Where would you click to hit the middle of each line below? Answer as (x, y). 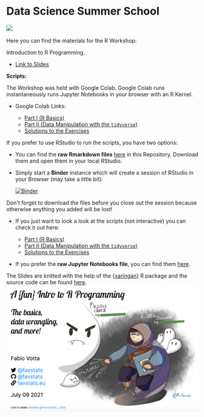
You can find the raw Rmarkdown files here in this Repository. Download (107, 154)
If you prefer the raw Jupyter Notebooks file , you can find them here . (103, 264)
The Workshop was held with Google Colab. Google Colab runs (86, 88)
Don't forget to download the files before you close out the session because (102, 203)
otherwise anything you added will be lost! (59, 209)
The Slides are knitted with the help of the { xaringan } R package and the (97, 276)
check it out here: (37, 227)
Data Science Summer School (83, 11)
